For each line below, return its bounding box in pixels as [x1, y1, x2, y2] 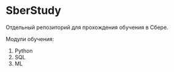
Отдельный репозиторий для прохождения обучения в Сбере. [5, 24, 169, 31]
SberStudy [5, 4, 62, 18]
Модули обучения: [5, 35, 54, 42]
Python [14, 47, 33, 54]
